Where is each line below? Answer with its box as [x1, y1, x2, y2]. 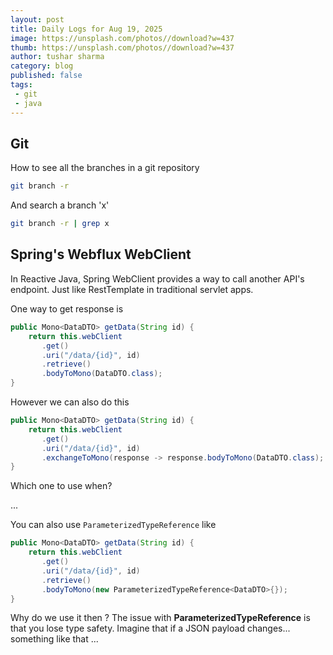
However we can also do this [10, 396, 130, 408]
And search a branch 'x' [10, 199, 110, 211]
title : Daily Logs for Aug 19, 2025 [10, 24, 163, 34]
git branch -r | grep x [10, 219, 110, 229]
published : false [10, 71, 83, 81]
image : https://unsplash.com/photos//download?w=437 [10, 33, 235, 43]
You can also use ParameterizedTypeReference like [10, 519, 217, 531]
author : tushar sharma [10, 52, 105, 62]
